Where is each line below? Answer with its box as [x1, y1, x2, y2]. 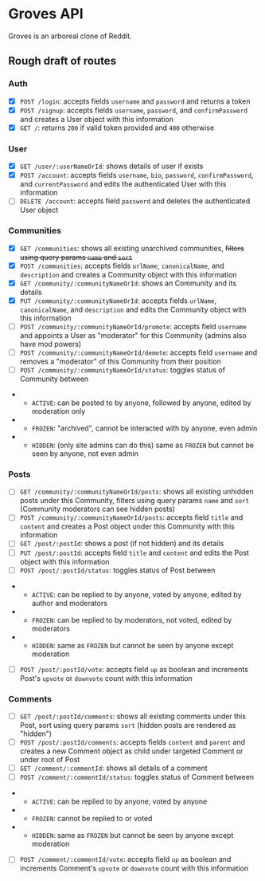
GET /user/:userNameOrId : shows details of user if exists [19, 161, 204, 171]
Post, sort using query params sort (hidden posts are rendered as [19, 721, 236, 730]
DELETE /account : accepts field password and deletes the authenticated [19, 196, 251, 206]
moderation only [31, 407, 86, 416]
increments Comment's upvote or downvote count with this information [19, 863, 249, 873]
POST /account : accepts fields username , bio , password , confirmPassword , [19, 171, 254, 180]
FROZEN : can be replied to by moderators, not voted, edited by [31, 615, 232, 624]
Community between [19, 374, 89, 383]
